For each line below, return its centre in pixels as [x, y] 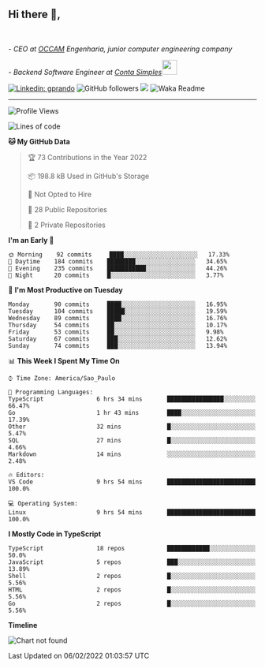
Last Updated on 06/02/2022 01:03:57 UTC [79, 655]
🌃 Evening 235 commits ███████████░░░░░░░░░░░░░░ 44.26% [118, 268]
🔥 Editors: [26, 475]
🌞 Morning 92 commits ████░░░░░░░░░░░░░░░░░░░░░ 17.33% [119, 254]
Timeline [23, 625]
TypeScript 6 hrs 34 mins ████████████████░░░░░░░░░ [132, 399]
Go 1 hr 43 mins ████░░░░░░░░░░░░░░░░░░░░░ [132, 412]
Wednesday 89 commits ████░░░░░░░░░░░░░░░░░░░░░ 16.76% [118, 318]
